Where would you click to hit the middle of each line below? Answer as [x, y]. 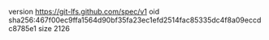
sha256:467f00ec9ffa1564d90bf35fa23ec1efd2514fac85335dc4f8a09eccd [135, 20]
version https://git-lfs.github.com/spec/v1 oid [84, 12]
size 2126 [54, 28]
